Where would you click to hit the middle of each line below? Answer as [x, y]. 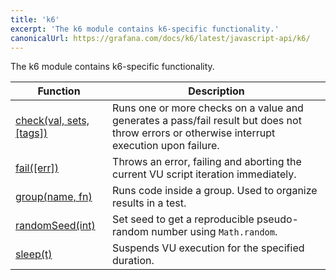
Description [216, 91]
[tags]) [31, 133]
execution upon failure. [166, 146]
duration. [133, 261]
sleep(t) [34, 254]
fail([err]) [37, 168]
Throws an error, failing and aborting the [207, 162]
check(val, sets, [52, 121]
